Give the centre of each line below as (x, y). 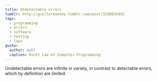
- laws (16, 41)
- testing (19, 37)
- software (20, 32)
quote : (12, 46)
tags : (10, 18)
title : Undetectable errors (33, 9)
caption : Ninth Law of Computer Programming (55, 55)
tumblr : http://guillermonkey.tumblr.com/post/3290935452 (65, 14)
